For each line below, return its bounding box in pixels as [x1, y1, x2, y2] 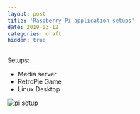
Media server [17, 70, 57, 79]
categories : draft [7, 30, 62, 38]
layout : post [7, 10, 46, 18]
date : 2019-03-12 [7, 23, 59, 30]
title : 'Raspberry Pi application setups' [7, 17, 135, 24]
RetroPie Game [17, 77, 62, 86]
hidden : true [7, 37, 46, 44]
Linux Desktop [17, 85, 60, 93]
